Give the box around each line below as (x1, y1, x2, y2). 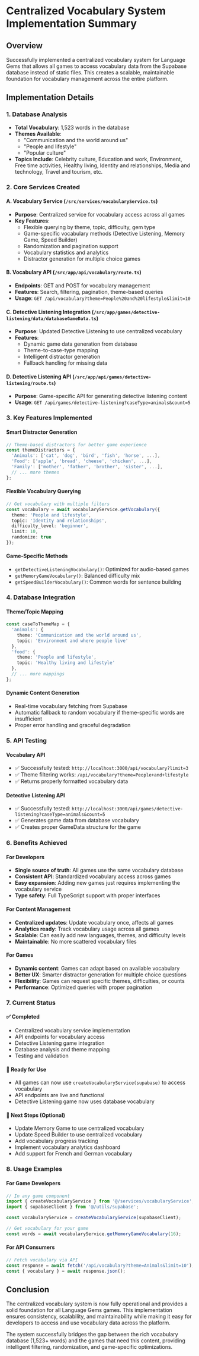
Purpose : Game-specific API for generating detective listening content (14, 393, 188, 400)
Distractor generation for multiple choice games (23, 255, 141, 262)
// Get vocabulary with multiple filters (6, 501, 110, 507)
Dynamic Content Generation (6, 689, 80, 697)
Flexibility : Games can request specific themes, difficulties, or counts (14, 977, 185, 984)
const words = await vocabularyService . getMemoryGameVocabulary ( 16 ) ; (6, 1230, 182, 1237)
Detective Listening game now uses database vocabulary (14, 1098, 155, 1105)
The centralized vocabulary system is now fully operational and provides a (6, 1300, 188, 1307)
